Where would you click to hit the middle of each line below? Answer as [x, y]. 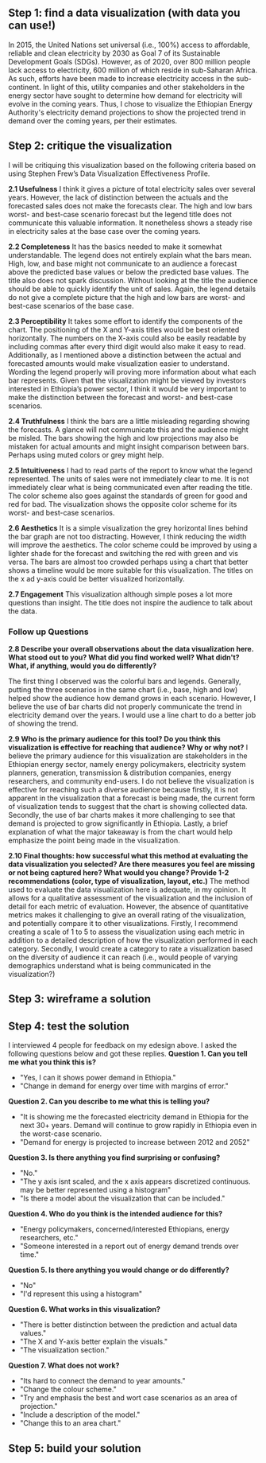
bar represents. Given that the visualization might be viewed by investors [127, 380]
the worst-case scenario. [61, 1134]
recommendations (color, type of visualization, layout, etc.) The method [129, 881]
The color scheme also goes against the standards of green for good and [128, 496]
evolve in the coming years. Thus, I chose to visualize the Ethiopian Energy [130, 103]
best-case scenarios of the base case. [71, 305]
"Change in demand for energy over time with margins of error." [124, 1086]
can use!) [32, 26]
